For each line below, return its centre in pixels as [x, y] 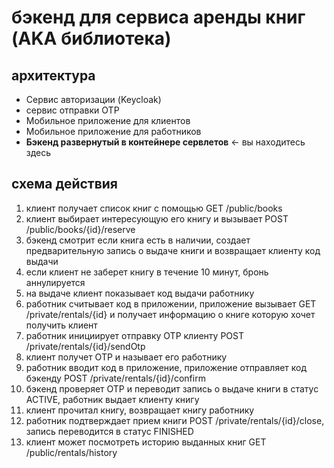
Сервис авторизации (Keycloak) [93, 99]
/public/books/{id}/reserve [80, 229]
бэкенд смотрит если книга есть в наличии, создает [138, 240]
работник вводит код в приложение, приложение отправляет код [166, 367]
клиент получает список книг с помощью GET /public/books [154, 208]
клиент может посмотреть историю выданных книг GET [146, 442]
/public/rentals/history [71, 452]
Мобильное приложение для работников [113, 131]
